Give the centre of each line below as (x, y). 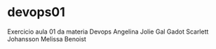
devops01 (36, 12)
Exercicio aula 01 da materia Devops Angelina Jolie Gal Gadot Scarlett (108, 31)
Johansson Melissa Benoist (47, 38)
